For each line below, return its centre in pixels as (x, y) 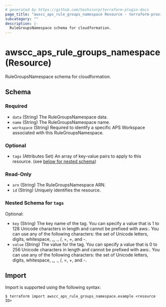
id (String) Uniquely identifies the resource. (57, 190)
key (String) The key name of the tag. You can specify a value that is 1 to (86, 223)
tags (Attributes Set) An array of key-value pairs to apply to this (77, 156)
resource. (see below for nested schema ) (54, 161)
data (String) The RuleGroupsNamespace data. (60, 117)
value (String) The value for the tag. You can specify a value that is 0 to (85, 244)
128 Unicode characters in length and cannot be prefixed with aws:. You (85, 229)
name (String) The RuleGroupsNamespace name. (61, 122)
